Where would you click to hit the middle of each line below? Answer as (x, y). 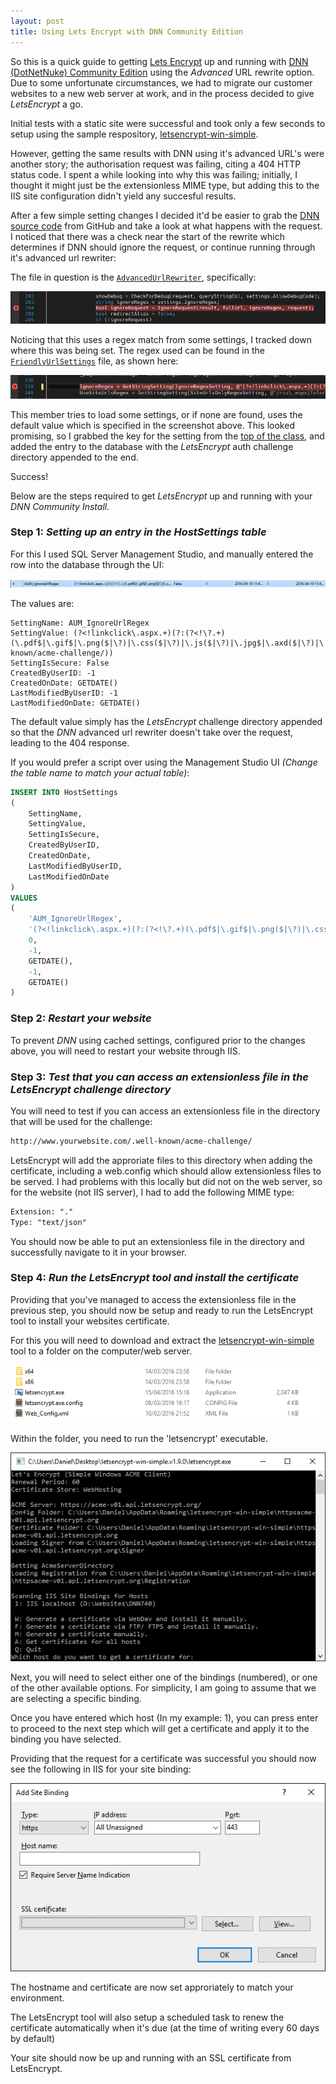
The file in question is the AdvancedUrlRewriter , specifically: (133, 277)
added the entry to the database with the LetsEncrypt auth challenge (152, 446)
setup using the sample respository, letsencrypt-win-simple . (134, 134)
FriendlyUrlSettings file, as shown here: (94, 361)
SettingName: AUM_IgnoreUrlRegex (80, 623)
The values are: (42, 603)
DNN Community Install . (60, 506)
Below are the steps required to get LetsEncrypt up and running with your (161, 496)
